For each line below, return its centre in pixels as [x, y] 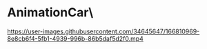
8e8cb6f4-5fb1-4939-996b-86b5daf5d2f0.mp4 [75, 38]
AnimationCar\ [50, 13]
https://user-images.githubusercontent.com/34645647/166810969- [103, 31]
